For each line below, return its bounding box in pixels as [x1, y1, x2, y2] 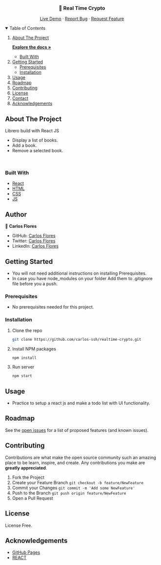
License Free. [5, 522, 33, 528]
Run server [12, 364, 35, 370]
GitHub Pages [12, 549, 40, 555]
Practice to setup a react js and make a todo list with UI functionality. [12, 400, 150, 406]
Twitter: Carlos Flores [12, 238, 56, 244]
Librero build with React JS [5, 128, 60, 134]
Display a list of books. [12, 137, 58, 143]
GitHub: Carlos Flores [12, 233, 56, 239]
